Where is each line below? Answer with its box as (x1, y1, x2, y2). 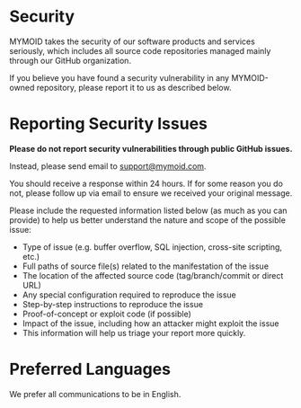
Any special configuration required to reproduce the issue (22, 289, 236, 300)
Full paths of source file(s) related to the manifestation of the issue (22, 261, 270, 271)
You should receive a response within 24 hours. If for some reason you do (9, 178, 283, 189)
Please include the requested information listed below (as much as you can (9, 205, 288, 216)
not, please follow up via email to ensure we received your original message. (9, 187, 293, 199)
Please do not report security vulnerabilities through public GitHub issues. (9, 143, 293, 154)
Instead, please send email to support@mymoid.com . (9, 160, 207, 172)
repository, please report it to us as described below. (36, 82, 232, 93)
